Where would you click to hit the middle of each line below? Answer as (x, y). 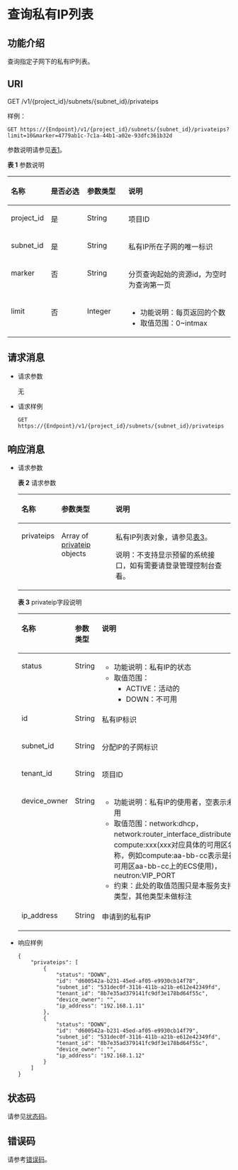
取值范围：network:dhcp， (158, 823)
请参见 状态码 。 (29, 1117)
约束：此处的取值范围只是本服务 (167, 886)
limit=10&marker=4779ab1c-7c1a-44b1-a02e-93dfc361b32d (90, 136)
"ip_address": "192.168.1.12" (100, 1056)
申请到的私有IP (126, 917)
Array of (75, 536)
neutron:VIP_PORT (144, 876)
